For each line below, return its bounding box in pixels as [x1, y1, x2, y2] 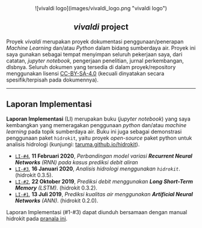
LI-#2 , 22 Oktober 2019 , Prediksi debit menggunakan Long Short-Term [14, 178, 194, 185]
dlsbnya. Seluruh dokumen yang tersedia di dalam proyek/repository [6, 63, 176, 70]
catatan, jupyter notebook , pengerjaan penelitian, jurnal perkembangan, [6, 57, 185, 64]
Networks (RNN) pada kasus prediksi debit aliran [14, 158, 138, 166]
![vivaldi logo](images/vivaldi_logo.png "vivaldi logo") [35, 5, 167, 11]
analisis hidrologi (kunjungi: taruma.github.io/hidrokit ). [6, 140, 140, 148]
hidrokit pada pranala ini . [6, 215, 68, 222]
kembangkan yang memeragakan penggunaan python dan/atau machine [6, 121, 187, 128]
